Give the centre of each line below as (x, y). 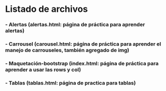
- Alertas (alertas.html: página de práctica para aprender (75, 25)
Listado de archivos (46, 9)
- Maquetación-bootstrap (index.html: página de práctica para (82, 63)
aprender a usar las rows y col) (43, 69)
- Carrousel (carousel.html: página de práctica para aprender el (83, 44)
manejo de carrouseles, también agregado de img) (67, 50)
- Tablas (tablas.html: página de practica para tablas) (71, 83)
